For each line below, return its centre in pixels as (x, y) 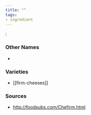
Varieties (17, 72)
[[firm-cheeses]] (30, 83)
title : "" (16, 10)
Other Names (22, 48)
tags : (11, 15)
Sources (16, 96)
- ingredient (19, 19)
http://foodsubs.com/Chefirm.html (49, 107)
